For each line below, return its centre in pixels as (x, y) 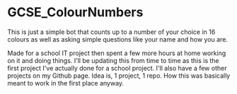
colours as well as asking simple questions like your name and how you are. (118, 39)
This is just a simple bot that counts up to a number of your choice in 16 (111, 32)
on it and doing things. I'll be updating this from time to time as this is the (113, 60)
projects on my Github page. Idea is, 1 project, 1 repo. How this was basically (119, 76)
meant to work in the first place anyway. (66, 83)
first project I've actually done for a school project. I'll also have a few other (117, 68)
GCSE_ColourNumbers (75, 12)
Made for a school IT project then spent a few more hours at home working (117, 53)
